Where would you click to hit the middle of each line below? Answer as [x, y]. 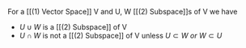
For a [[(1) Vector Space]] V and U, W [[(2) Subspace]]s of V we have [123, 12]
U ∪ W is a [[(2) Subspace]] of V [73, 27]
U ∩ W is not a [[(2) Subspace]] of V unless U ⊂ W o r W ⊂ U [121, 36]
